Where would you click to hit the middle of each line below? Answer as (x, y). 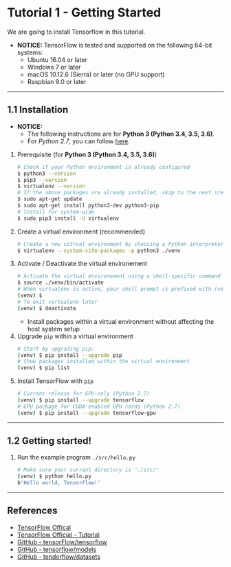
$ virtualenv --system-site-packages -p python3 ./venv (99, 250)
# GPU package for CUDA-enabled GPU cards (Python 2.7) (99, 406)
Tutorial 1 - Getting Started (84, 13)
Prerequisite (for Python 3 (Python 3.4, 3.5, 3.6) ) (87, 154)
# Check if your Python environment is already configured (103, 167)
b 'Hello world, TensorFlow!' (59, 483)
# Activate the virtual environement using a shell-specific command (119, 276)
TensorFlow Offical (44, 527)
